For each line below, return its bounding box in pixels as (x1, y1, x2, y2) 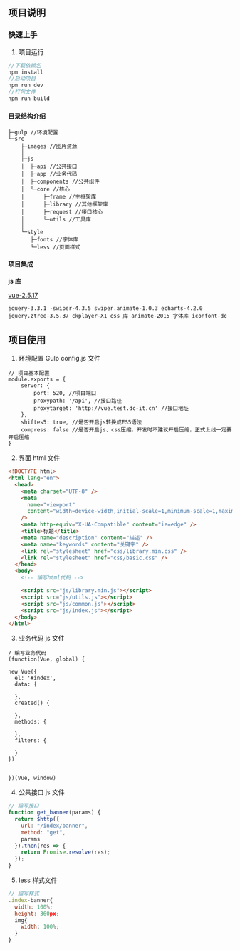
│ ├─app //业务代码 (21, 171, 78, 178)
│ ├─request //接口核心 (21, 209, 103, 216)
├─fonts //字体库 (30, 236, 79, 244)
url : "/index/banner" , (21, 822, 88, 829)
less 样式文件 (18, 876, 58, 884)
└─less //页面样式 (30, 244, 81, 251)
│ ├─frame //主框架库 (21, 194, 97, 201)
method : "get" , (21, 829, 66, 836)
